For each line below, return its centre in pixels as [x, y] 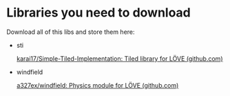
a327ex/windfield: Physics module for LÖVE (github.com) [97, 85]
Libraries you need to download [98, 13]
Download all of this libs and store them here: [71, 32]
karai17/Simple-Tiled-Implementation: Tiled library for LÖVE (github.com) [119, 58]
